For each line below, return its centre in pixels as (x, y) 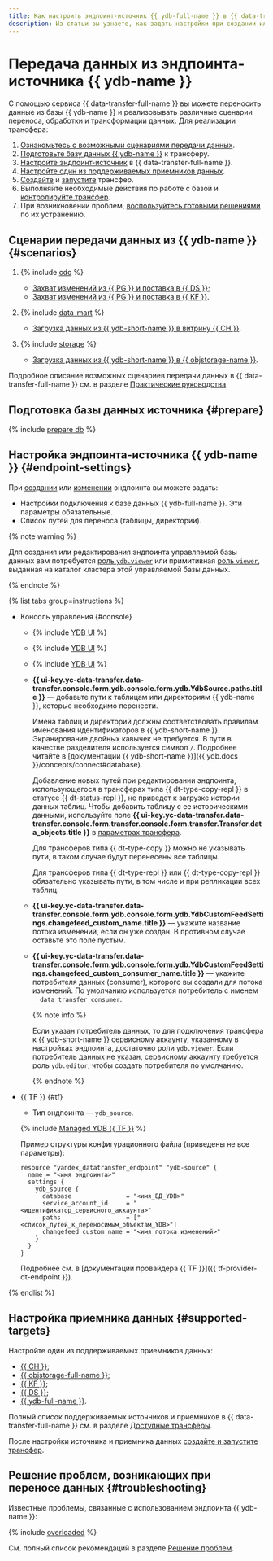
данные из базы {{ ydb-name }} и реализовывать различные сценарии (131, 112)
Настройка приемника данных (91, 1318)
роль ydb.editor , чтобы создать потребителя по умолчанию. (138, 1065)
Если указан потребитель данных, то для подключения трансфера (148, 1030)
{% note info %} (59, 1015)
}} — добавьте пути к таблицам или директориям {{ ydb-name (147, 697)
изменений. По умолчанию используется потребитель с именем (145, 990)
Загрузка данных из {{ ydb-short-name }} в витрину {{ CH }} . (137, 328)
